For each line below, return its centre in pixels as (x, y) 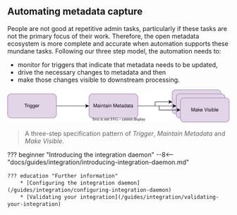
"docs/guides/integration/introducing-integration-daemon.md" (98, 162)
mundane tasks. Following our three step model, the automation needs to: (114, 51)
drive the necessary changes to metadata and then (92, 72)
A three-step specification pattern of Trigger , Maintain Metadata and (125, 134)
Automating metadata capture (75, 12)
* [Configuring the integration (67, 183)
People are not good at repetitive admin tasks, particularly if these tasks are (117, 28)
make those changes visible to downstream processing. (98, 80)
